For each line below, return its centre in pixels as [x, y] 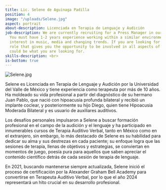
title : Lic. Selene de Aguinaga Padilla [47, 10]
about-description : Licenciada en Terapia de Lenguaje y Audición [75, 28]
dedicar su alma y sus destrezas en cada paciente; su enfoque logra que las [83, 141]
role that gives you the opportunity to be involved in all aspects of [85, 47]
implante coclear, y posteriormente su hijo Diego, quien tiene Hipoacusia [79, 105]
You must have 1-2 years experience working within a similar [75, 38]
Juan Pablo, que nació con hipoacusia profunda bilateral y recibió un [75, 100]
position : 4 [17, 14]
